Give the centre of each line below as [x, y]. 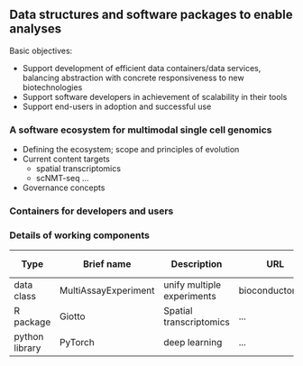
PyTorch [77, 343]
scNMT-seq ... [62, 178]
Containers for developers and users [92, 211]
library [28, 348]
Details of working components [80, 235]
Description [197, 264]
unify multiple [193, 285]
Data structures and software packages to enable [151, 15]
